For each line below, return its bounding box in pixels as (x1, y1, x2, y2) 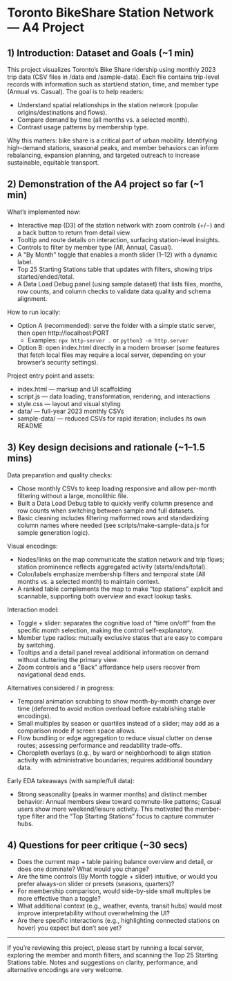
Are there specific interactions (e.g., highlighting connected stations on (17, 917, 220, 925)
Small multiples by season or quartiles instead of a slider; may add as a (17, 719, 220, 727)
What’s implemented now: (7, 208, 81, 216)
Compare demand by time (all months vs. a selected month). (17, 116, 190, 124)
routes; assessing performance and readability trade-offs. (17, 741, 182, 749)
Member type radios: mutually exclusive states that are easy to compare (17, 633, 223, 641)
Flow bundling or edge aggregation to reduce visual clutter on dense (17, 733, 213, 742)
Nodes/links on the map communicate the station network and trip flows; (17, 555, 225, 563)
